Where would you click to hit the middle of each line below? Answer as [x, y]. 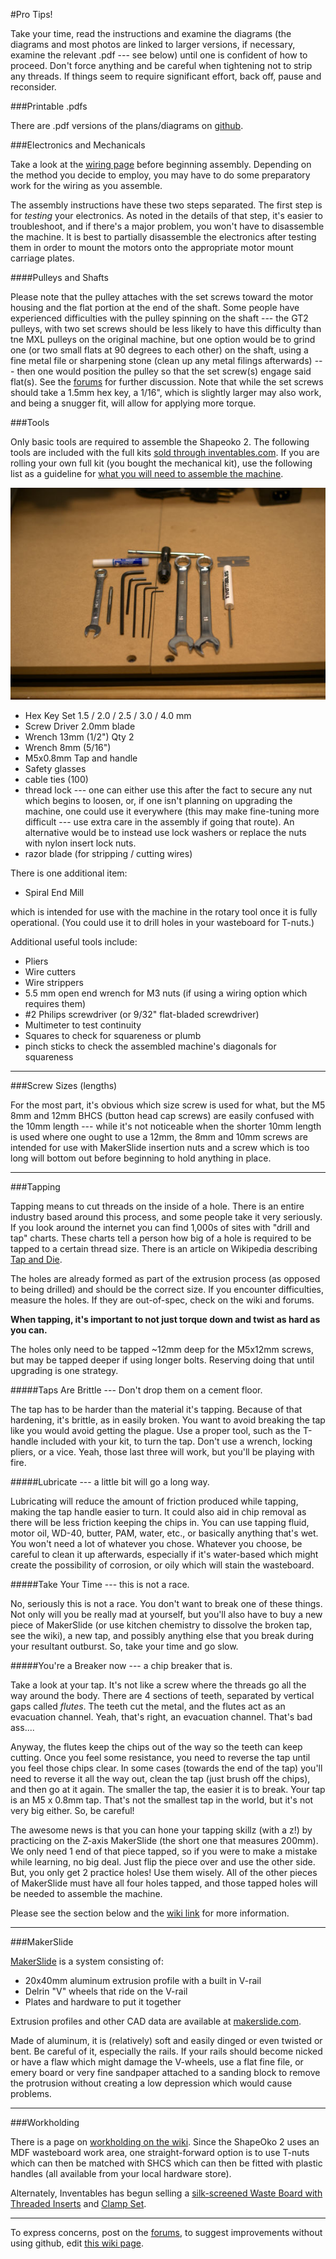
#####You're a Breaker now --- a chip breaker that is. [121, 1665]
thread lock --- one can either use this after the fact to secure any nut [168, 790]
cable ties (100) [56, 779]
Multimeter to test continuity [83, 1025]
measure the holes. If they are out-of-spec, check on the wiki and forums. [162, 1300]
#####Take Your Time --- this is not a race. [100, 1584]
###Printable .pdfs [49, 106]
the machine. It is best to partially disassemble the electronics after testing [163, 237]
